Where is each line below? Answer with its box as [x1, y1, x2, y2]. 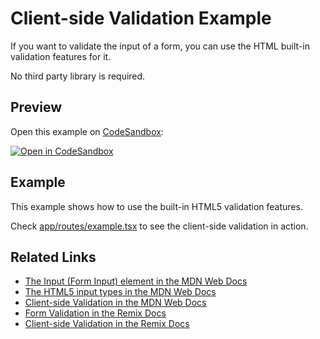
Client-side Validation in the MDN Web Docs [24, 297, 207, 309]
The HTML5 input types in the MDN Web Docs [24, 286, 217, 298]
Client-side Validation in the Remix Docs [24, 318, 190, 330]
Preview [10, 99, 63, 116]
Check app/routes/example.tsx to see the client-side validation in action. [10, 220, 309, 232]
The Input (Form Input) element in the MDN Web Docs [24, 275, 248, 287]
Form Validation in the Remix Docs [24, 307, 167, 319]
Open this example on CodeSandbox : [10, 125, 164, 137]
